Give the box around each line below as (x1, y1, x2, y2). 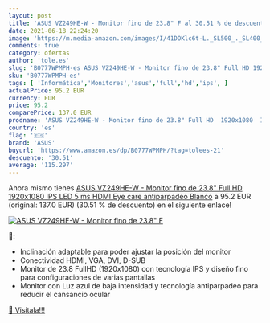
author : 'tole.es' (8, 57, 70, 65)
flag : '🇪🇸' (8, 131, 48, 139)
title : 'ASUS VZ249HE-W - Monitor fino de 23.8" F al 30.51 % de (8, 19, 231, 27)
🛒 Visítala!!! (8, 305, 46, 315)
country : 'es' (8, 124, 56, 132)
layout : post (8, 11, 52, 20)
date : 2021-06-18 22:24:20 (8, 27, 99, 35)
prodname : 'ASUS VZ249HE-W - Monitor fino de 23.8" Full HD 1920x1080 (8, 117, 253, 125)
